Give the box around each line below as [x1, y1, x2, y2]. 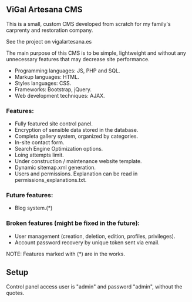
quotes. [6, 289, 25, 296]
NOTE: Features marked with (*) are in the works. [6, 250, 125, 257]
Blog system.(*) [14, 204, 53, 211]
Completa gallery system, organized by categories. [14, 132, 139, 140]
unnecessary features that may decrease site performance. [6, 55, 150, 62]
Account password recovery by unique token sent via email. [14, 238, 160, 246]
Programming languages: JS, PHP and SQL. [14, 67, 120, 74]
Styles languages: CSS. [14, 79, 72, 87]
